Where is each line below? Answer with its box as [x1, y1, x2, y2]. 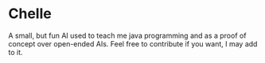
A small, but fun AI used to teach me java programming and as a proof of [8, 31, 247, 40]
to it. [8, 47, 23, 57]
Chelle [8, 5, 52, 23]
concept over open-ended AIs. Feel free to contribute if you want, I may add [8, 39, 258, 48]
